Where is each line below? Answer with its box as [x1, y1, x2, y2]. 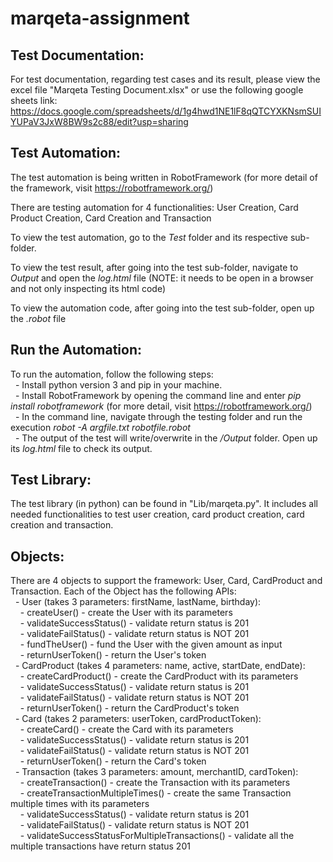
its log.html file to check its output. [10, 442, 153, 454]
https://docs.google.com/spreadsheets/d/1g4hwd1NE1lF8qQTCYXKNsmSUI [10, 105, 322, 117]
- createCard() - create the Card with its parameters [19, 723, 234, 736]
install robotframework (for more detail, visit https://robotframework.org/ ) [10, 400, 313, 412]
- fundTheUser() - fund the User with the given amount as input [19, 638, 283, 651]
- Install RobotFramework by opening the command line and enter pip [14, 389, 302, 401]
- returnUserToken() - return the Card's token [19, 755, 207, 767]
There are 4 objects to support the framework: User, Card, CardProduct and [10, 575, 323, 587]
